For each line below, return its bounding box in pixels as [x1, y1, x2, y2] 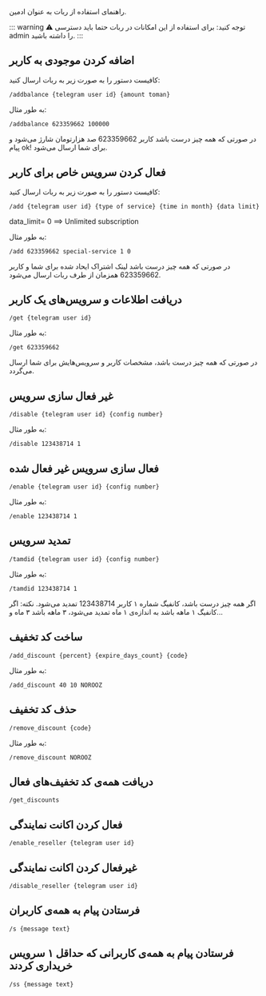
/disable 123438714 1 [9, 440, 81, 448]
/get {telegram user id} [9, 314, 92, 322]
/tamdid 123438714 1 [9, 584, 78, 592]
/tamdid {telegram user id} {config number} [9, 555, 160, 563]
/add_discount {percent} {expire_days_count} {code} [9, 651, 189, 659]
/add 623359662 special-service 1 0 [9, 247, 131, 255]
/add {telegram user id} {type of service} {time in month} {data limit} [9, 202, 260, 210]
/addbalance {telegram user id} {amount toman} [9, 90, 171, 98]
